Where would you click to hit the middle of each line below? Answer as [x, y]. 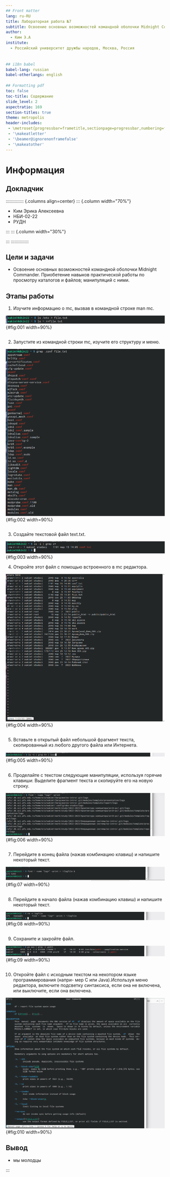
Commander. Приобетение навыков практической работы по [79, 275]
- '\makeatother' [26, 145]
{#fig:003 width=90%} [30, 557]
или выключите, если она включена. [52, 991]
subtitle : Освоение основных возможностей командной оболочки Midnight [82, 27]
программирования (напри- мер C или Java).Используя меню [80, 980]
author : [14, 32]
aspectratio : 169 [24, 107]
